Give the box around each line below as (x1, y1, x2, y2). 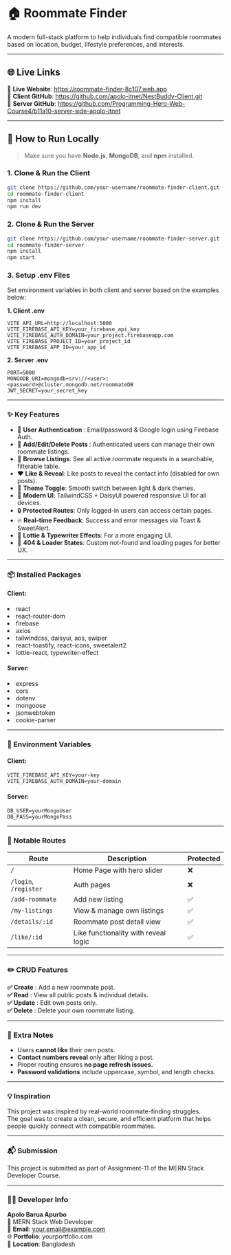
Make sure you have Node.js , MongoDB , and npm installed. (23, 151, 195, 159)
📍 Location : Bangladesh (7, 1240, 76, 1248)
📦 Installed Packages (7, 570, 81, 579)
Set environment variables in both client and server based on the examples (7, 286, 219, 294)
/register (10, 885, 43, 893)
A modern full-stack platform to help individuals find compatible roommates (7, 32, 222, 41)
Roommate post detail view (73, 917, 162, 926)
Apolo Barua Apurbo (7, 1210, 67, 1219)
